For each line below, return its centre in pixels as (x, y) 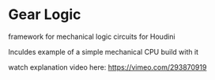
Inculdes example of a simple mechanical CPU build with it (104, 51)
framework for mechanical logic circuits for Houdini (92, 36)
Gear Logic (45, 15)
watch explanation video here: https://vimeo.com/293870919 (107, 67)
